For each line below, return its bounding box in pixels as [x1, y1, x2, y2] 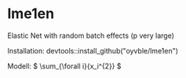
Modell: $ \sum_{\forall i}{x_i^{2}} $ [7, 61, 122, 71]
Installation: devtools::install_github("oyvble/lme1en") [7, 46, 178, 55]
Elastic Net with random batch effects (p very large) [7, 31, 174, 40]
